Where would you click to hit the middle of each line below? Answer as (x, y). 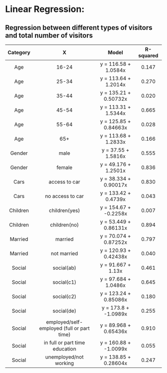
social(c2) (64, 296)
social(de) (64, 311)
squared (148, 56)
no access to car (64, 196)
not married (65, 254)
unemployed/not (65, 357)
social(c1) (64, 282)
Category (19, 52)
